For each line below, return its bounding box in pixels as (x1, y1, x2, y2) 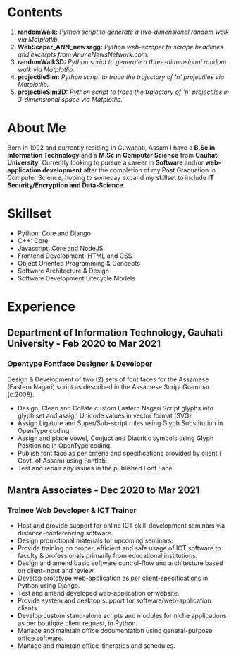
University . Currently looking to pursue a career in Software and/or (7, 158, 204, 167)
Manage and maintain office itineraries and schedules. (17, 641, 175, 650)
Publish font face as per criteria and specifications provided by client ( (17, 449, 222, 457)
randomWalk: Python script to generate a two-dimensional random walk (17, 28, 230, 36)
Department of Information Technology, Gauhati (7, 326, 223, 339)
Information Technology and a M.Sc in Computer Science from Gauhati (7, 150, 220, 159)
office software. (17, 634, 64, 643)
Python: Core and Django (17, 229, 92, 237)
